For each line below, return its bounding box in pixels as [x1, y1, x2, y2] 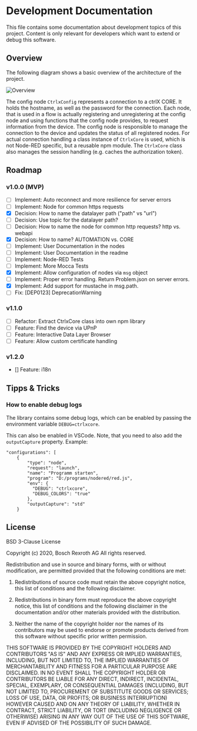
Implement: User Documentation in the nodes [14, 242, 125, 249]
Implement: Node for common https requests [14, 203, 124, 210]
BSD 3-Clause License [6, 538, 61, 545]
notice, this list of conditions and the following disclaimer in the [14, 602, 168, 610]
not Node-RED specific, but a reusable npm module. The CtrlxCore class [6, 141, 182, 149]
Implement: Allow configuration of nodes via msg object [14, 269, 148, 276]
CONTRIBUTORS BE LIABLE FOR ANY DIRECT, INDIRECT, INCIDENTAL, [6, 675, 179, 682]
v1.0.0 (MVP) [6, 183, 44, 191]
